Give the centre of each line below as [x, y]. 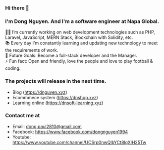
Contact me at [23, 116]
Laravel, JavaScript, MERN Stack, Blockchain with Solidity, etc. [69, 37]
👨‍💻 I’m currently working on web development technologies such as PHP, [80, 32]
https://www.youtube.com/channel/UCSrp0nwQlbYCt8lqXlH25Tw [79, 142]
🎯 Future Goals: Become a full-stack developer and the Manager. [71, 56]
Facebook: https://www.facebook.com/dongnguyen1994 [70, 132]
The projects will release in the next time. [56, 81]
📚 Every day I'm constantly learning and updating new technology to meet [82, 43]
